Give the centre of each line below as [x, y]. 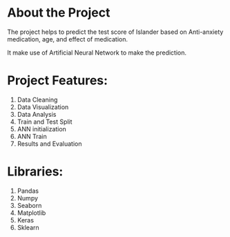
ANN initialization [42, 129]
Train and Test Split [45, 122]
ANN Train [32, 136]
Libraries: [35, 172]
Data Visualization [43, 107]
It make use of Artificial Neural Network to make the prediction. [97, 53]
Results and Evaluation [49, 144]
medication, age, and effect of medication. [68, 39]
